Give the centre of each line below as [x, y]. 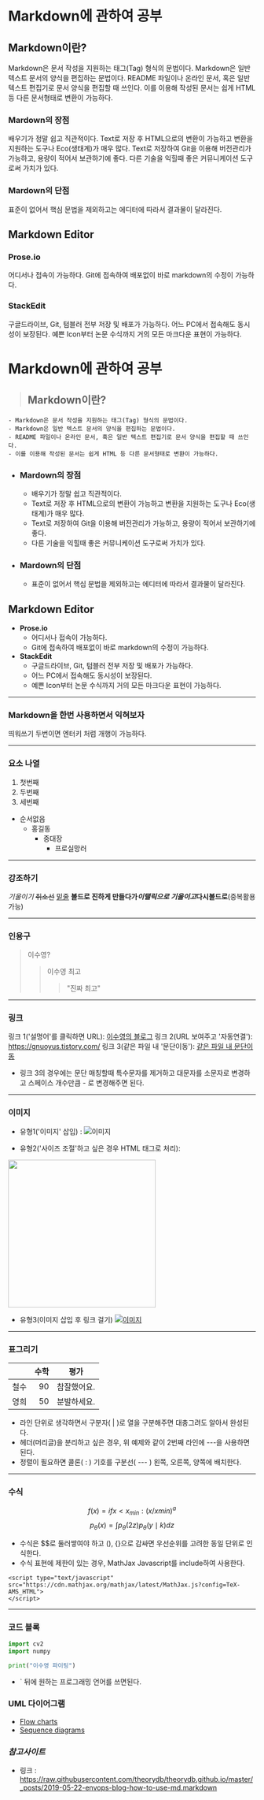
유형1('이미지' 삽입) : [51, 1131]
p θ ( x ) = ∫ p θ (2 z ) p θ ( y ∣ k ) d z [132, 1526]
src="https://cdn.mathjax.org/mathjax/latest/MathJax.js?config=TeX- [125, 1585]
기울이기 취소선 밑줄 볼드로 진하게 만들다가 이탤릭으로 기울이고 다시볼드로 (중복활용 [132, 896]
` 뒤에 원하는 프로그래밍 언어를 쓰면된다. [80, 1681]
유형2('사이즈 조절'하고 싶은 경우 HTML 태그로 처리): [100, 1148]
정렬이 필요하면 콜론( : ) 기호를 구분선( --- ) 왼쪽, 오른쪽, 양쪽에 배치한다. [130, 1462]
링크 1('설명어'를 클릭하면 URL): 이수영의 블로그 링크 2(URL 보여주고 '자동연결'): [130, 1036]
